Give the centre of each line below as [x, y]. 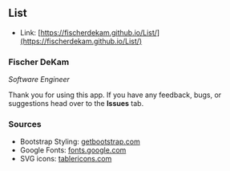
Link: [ [30, 32]
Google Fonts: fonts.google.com [73, 150]
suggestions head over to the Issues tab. [76, 104]
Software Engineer [39, 79]
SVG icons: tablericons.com [66, 159]
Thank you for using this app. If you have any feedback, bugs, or [115, 95]
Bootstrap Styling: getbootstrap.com [80, 142]
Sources [25, 124]
